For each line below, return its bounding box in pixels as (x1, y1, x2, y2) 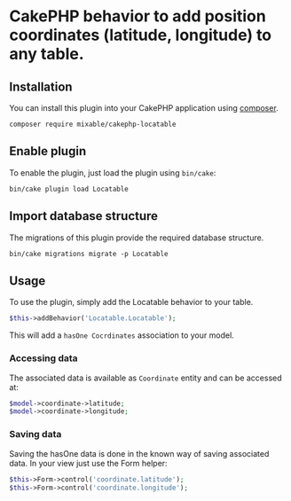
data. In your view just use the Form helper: (9, 458, 168, 468)
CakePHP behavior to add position (9, 6, 266, 27)
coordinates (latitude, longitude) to (9, 25, 272, 45)
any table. (9, 44, 84, 64)
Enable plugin (9, 144, 87, 159)
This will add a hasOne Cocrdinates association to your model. (9, 330, 235, 341)
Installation (9, 79, 73, 94)
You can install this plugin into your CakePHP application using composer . (9, 103, 279, 113)
